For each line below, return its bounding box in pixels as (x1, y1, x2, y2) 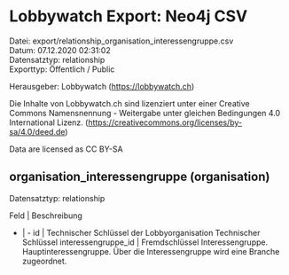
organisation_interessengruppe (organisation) (9, 169, 270, 185)
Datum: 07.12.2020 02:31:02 (9, 44, 111, 55)
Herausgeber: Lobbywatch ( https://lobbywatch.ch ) (9, 81, 195, 91)
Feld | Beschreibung (9, 210, 82, 221)
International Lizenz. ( (9, 117, 89, 128)
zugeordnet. (21, 255, 67, 266)
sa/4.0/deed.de (9, 126, 66, 137)
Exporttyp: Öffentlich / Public (9, 64, 115, 75)
